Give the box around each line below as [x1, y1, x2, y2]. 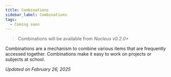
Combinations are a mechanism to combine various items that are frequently [5, 45, 166, 52]
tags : [5, 17, 17, 22]
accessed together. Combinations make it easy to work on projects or [5, 51, 152, 57]
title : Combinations [5, 7, 50, 13]
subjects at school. [5, 57, 45, 63]
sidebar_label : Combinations [5, 12, 67, 17]
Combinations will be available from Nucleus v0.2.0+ [17, 36, 129, 42]
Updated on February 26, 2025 [5, 66, 71, 72]
